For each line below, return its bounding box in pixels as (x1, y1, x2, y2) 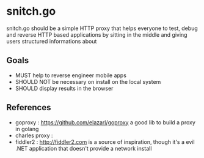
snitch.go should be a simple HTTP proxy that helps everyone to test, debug (6, 24, 198, 32)
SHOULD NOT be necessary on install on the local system (15, 78, 161, 85)
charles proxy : (15, 132, 53, 139)
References (6, 102, 51, 113)
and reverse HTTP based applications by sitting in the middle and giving (6, 31, 188, 38)
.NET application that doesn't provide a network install (15, 145, 152, 152)
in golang (15, 125, 39, 132)
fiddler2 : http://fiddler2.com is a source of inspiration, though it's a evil (15, 138, 195, 145)
